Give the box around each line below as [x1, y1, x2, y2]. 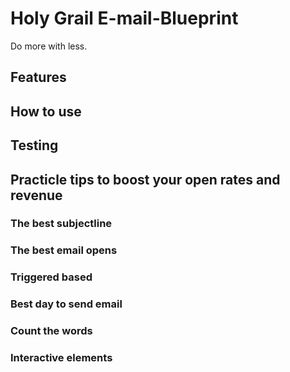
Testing [10, 137, 59, 154]
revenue [10, 187, 63, 204]
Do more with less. [10, 40, 88, 52]
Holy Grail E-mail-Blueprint [10, 7, 239, 30]
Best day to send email [10, 297, 123, 311]
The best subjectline [10, 217, 113, 231]
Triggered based [10, 270, 93, 284]
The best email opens [10, 243, 118, 257]
